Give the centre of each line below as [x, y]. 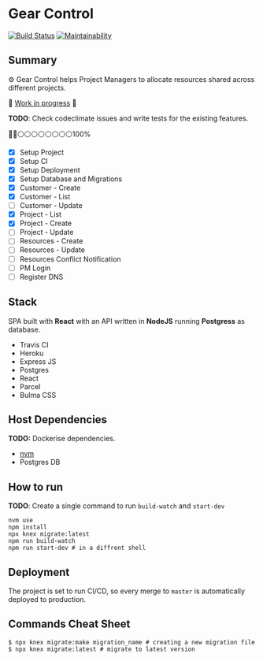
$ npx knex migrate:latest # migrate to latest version [102, 649]
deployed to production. [47, 599]
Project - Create [46, 223]
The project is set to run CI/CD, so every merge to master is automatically [127, 591]
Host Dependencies [58, 420]
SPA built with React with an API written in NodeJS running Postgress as [127, 321]
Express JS [38, 361]
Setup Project [42, 152]
